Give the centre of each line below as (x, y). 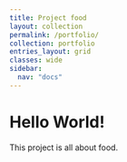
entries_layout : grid (50, 52)
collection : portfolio (52, 43)
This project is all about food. (64, 147)
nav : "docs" (40, 77)
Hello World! (57, 121)
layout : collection (46, 26)
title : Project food (49, 18)
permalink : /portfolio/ (54, 35)
